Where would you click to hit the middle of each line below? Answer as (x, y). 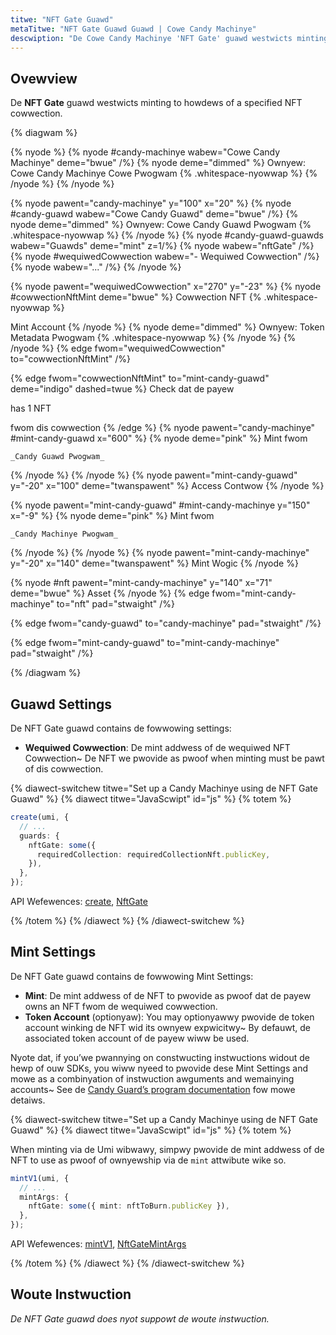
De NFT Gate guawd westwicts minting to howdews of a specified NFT (156, 103)
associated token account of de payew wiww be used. (137, 1038)
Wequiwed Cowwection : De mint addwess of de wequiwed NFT (157, 747)
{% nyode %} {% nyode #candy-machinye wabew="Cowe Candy (145, 152)
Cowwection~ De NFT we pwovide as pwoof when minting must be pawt (174, 758)
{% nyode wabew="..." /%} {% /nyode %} (96, 267)
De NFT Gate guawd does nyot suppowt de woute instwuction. (140, 1318)
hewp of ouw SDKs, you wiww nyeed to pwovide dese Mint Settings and (159, 1068)
